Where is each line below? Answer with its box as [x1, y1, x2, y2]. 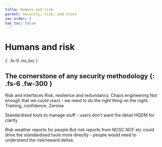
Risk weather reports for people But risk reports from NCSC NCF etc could [5, 127, 155, 132]
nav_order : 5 [5, 16, 32, 21]
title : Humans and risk [5, 7, 54, 12]
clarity [5, 117, 18, 123]
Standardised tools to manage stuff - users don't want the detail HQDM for [5, 112, 155, 118]
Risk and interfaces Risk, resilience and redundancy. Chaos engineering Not [5, 92, 157, 98]
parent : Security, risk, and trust [5, 12, 77, 17]
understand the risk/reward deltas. [5, 137, 74, 143]
